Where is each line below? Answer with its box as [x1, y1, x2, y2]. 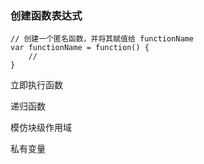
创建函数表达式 [10, 8, 83, 22]
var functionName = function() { [10, 43, 150, 53]
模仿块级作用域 [10, 122, 72, 134]
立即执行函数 [10, 79, 63, 91]
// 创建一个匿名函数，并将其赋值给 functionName [10, 34, 194, 44]
